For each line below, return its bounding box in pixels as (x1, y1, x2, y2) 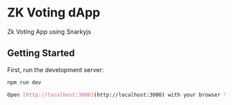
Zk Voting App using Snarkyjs (7, 27, 92, 36)
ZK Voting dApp (7, 5, 101, 21)
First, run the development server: (7, 65, 104, 73)
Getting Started (7, 47, 75, 59)
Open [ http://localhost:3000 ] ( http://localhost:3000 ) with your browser (7, 91, 221, 98)
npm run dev (7, 79, 41, 86)
